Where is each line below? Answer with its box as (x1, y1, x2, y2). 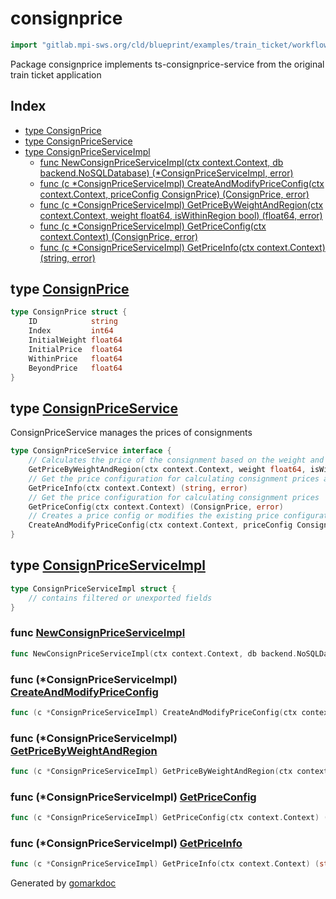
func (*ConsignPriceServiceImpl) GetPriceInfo (10, 837, 243, 851)
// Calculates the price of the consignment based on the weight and (28, 455, 325, 466)
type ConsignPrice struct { (10, 307, 128, 317)
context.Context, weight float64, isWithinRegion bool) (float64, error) (39, 209, 323, 221)
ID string (28, 317, 118, 327)
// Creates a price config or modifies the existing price (28, 511, 280, 521)
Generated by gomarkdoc (10, 877, 117, 889)
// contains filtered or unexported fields (28, 593, 213, 603)
